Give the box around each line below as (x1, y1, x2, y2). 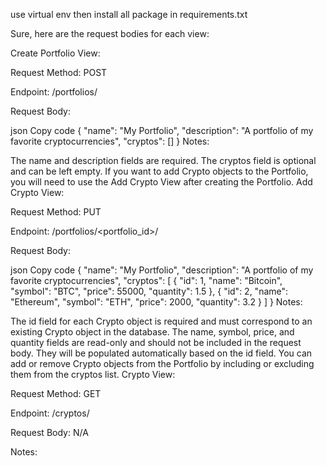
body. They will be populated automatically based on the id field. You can (10, 347, 313, 359)
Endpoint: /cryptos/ (10, 407, 90, 419)
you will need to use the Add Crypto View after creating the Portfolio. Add (10, 176, 313, 188)
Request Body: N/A (10, 427, 89, 438)
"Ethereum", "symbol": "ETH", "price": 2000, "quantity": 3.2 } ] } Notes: (10, 296, 303, 308)
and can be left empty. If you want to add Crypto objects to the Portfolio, (10, 165, 309, 177)
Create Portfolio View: (10, 47, 101, 59)
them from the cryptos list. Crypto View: (10, 369, 176, 380)
